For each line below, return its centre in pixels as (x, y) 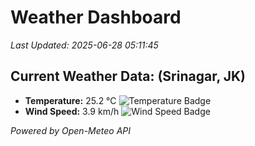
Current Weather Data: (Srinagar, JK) (128, 76)
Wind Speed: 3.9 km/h (72, 111)
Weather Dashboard (96, 17)
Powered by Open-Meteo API (71, 130)
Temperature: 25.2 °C (70, 100)
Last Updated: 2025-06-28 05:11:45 (84, 45)
